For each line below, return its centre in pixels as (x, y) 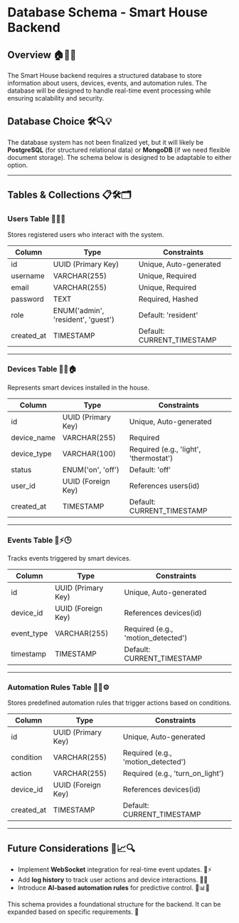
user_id (23, 486)
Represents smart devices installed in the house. (79, 387)
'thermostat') (151, 458)
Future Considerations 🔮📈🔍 (71, 848)
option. (18, 165)
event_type (30, 633)
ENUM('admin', (79, 310)
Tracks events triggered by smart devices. (69, 559)
